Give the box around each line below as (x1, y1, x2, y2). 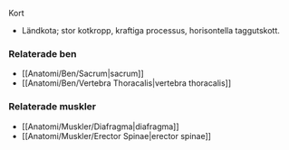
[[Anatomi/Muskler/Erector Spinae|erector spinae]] (21, 130, 212, 141)
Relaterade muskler (8, 100, 97, 113)
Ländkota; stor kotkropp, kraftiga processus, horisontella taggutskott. (21, 25, 280, 35)
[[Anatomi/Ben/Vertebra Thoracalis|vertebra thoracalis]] (21, 78, 232, 89)
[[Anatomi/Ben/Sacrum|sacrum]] (21, 68, 144, 80)
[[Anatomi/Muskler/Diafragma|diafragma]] (21, 121, 179, 132)
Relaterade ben (8, 47, 77, 60)
